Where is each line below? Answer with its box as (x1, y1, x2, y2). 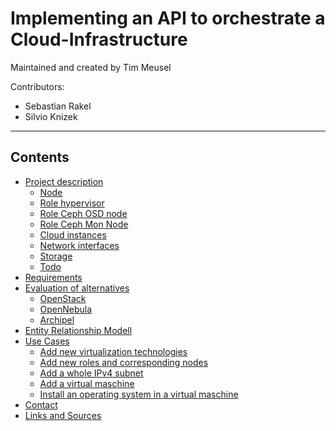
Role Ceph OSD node (39, 207, 128, 219)
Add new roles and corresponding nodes (39, 356, 209, 368)
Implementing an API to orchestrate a (10, 7, 326, 30)
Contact (24, 398, 58, 411)
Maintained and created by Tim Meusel (10, 61, 172, 73)
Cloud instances (39, 228, 107, 241)
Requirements (24, 271, 83, 283)
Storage (39, 250, 73, 262)
